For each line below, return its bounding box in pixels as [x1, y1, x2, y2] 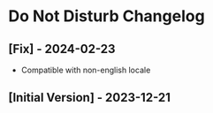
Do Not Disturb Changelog [8, 6, 205, 26]
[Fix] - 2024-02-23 [8, 41, 116, 56]
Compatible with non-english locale [20, 64, 151, 75]
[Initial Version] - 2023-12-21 [8, 90, 171, 105]
